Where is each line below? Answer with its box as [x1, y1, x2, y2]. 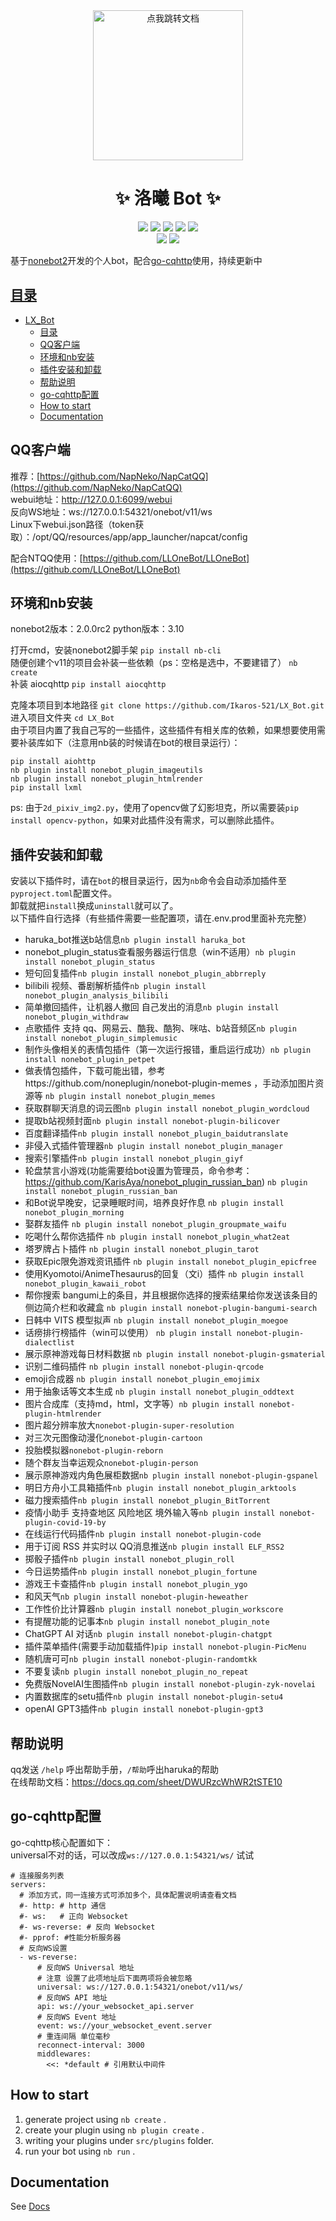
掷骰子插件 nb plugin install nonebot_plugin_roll [24, 1553, 235, 1565]
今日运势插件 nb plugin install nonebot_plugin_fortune [24, 1565, 258, 1578]
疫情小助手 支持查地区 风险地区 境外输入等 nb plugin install [24, 1507, 276, 1519]
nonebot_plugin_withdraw [24, 1012, 129, 1023]
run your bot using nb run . [24, 2145, 136, 2157]
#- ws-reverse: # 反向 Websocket [19, 1922, 156, 1932]
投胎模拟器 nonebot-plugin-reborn [24, 1444, 164, 1456]
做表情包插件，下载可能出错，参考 [24, 1065, 166, 1077]
